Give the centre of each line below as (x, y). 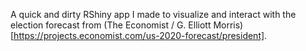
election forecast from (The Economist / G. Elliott (111, 25)
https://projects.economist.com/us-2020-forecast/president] (139, 35)
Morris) (228, 25)
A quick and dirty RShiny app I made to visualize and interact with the (153, 14)
